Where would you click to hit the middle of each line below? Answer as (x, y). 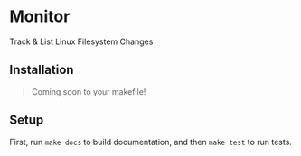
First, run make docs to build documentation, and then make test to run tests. (150, 142)
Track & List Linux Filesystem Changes (81, 41)
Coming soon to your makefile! (89, 91)
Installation (42, 70)
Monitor (40, 17)
